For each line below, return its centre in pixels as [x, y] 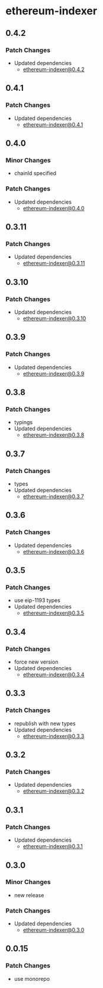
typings [23, 422]
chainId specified [35, 173]
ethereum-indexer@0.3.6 [54, 551]
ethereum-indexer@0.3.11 [54, 263]
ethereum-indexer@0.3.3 [54, 736]
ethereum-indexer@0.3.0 [54, 930]
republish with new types [45, 723]
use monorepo [32, 978]
